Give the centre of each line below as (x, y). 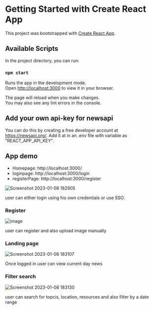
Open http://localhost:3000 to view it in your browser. (60, 88)
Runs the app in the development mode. (46, 83)
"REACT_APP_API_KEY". (30, 140)
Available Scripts (32, 49)
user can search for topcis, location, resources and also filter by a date (77, 297)
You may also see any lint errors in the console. (53, 103)
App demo (21, 156)
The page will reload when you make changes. (53, 98)
